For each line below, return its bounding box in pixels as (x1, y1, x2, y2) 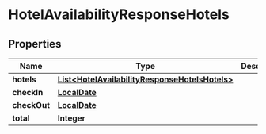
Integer (57, 113, 85, 124)
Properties (8, 37, 62, 51)
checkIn (12, 87, 44, 98)
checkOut (12, 100, 50, 110)
